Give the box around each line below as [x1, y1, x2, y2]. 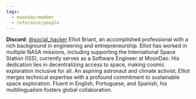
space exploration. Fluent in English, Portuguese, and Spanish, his [6, 80, 168, 87]
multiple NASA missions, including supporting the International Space [6, 49, 176, 56]
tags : [6, 8, 20, 15]
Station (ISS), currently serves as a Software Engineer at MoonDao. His [6, 55, 179, 62]
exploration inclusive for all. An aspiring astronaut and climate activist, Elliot [6, 68, 190, 75]
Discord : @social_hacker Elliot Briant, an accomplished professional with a [6, 36, 188, 43]
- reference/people [11, 20, 60, 25]
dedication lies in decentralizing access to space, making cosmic [6, 61, 165, 68]
